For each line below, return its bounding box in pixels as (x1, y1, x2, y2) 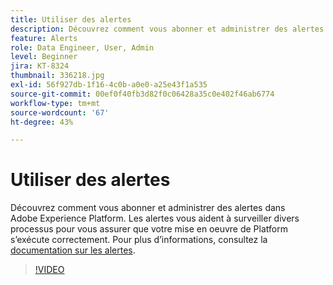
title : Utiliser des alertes (10, 14, 132, 25)
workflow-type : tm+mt (10, 98, 101, 108)
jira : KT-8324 (10, 61, 70, 71)
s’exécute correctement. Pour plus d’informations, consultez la (10, 234, 268, 246)
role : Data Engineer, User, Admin (10, 42, 155, 53)
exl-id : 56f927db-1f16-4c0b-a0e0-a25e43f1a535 (10, 80, 208, 90)
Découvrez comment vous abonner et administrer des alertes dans (10, 202, 286, 214)
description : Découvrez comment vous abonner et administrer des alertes (10, 24, 325, 34)
